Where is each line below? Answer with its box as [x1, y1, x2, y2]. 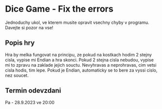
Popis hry [5, 39, 35, 47]
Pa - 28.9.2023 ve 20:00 [5, 99, 55, 105]
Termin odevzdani [5, 87, 61, 95]
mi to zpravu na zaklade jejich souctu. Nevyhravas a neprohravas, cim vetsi [5, 62, 157, 68]
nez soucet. [5, 72, 29, 78]
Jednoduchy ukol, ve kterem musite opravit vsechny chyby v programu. [5, 19, 150, 25]
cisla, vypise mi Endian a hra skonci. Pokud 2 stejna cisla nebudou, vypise [5, 57, 154, 63]
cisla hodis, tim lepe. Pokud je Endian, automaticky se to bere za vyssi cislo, [5, 67, 158, 73]
